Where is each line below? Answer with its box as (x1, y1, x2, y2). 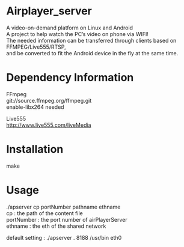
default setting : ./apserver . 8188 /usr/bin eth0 (6, 234, 122, 241)
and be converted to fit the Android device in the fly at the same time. (6, 49, 179, 56)
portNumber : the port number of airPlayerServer (6, 216, 127, 223)
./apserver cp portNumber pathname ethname (6, 203, 121, 210)
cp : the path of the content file (6, 209, 83, 217)
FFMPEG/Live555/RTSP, (6, 43, 66, 50)
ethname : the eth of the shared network (6, 222, 106, 230)
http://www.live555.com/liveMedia (6, 121, 91, 129)
